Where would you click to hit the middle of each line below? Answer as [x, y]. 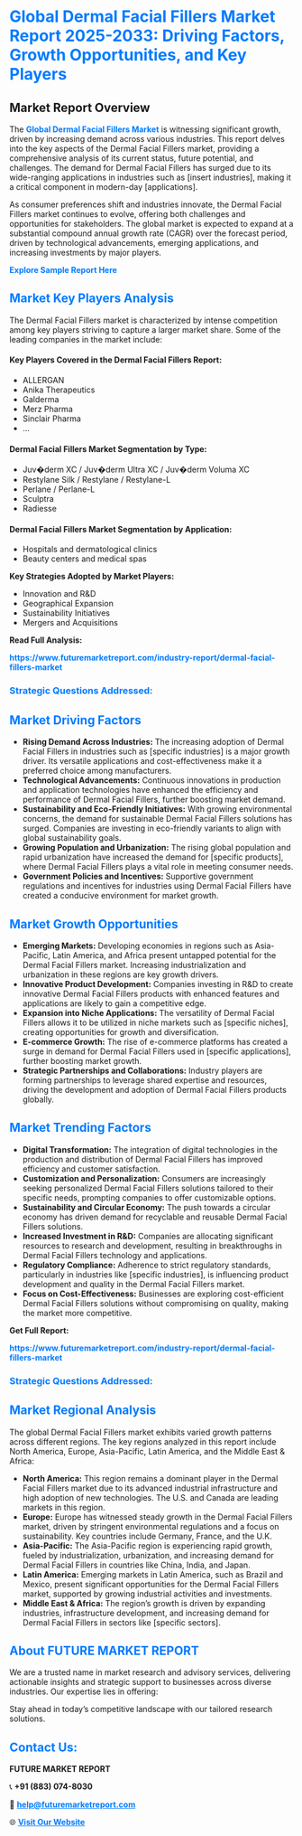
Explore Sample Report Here [63, 270]
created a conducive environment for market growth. [120, 896]
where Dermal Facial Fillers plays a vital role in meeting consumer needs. [158, 867]
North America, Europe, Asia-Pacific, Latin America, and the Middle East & [147, 1451]
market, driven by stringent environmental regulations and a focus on [151, 1526]
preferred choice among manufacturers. [97, 771]
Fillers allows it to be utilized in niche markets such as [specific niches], [155, 1022]
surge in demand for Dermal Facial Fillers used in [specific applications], [156, 1051]
